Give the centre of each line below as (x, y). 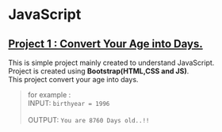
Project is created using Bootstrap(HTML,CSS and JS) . (99, 71)
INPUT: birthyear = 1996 (69, 103)
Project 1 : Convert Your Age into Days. (106, 44)
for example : (49, 95)
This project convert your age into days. (73, 79)
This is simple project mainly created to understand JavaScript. (111, 62)
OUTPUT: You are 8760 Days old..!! (88, 120)
